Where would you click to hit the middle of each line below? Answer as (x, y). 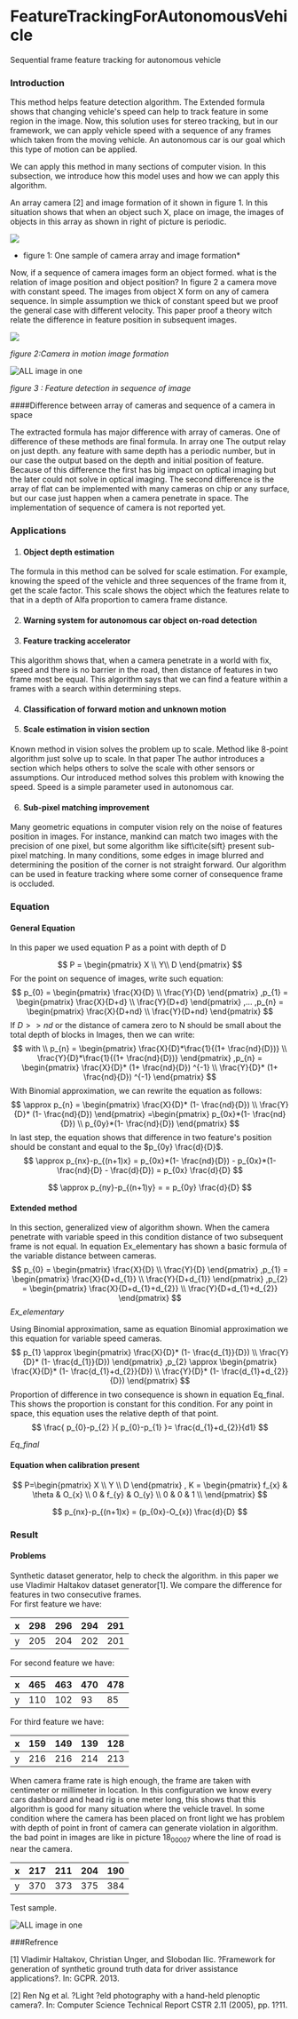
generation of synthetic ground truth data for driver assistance (124, 1968)
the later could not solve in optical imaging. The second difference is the (142, 479)
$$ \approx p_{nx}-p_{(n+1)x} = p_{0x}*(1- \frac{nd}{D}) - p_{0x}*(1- (150, 1161)
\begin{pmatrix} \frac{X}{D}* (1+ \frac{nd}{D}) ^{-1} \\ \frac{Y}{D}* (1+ (150, 1067)
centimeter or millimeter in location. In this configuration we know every (141, 1790)
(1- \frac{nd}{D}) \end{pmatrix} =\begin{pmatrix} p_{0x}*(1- (141, 1114)
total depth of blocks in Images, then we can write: (102, 1035)
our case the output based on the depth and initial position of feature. (137, 460)
